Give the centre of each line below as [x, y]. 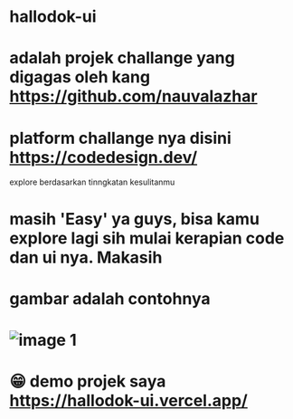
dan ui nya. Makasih [86, 257]
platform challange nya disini [121, 138]
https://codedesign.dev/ [104, 157]
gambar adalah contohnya [110, 298]
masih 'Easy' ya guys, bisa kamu [135, 219]
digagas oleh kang [80, 77]
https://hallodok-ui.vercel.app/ [129, 401]
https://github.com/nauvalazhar [133, 96]
